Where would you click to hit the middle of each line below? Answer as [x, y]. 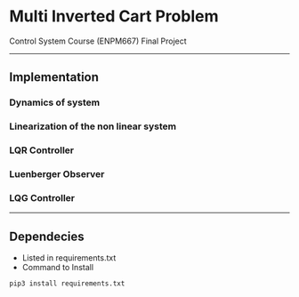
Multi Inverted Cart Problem [114, 16]
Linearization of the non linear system [93, 126]
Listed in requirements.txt [69, 258]
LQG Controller [42, 197]
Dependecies [47, 236]
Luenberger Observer [57, 174]
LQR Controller [41, 150]
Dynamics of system [55, 102]
